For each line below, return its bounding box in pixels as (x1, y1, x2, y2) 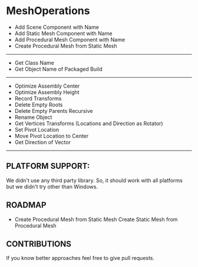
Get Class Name (14, 59, 54, 66)
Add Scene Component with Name (14, 24, 99, 31)
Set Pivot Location (14, 126, 60, 133)
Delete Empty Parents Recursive (14, 107, 93, 114)
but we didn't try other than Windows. (6, 183, 98, 190)
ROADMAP (6, 200, 47, 210)
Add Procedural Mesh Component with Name (14, 36, 126, 43)
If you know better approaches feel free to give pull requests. (6, 255, 155, 262)
